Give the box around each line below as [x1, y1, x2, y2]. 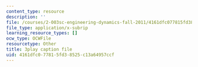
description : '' [6, 14, 46, 20]
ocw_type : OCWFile [6, 36, 51, 41]
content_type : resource [6, 8, 65, 15]
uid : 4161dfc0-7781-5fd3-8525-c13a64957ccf [6, 52, 115, 58]
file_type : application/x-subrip [6, 24, 88, 31]
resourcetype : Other [6, 41, 57, 47]
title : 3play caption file [6, 47, 72, 52]
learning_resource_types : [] [6, 30, 78, 36]
